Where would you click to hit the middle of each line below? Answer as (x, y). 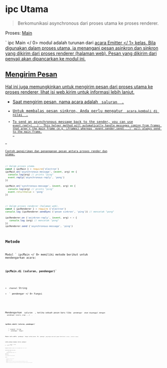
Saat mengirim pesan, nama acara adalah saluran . (68, 102)
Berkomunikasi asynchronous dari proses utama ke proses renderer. (88, 23)
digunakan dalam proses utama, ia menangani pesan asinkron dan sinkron (82, 48)
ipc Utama (27, 9)
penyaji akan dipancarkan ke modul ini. (46, 58)
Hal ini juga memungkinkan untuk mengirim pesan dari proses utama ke (79, 86)
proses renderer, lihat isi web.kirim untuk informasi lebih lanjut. (70, 92)
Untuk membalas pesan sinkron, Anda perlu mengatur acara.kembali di (85, 111)
